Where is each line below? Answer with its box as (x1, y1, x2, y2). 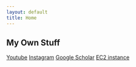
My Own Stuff (6, 37, 60, 48)
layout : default (6, 9, 48, 15)
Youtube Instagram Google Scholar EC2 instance (6, 53, 130, 61)
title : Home (6, 15, 37, 21)
